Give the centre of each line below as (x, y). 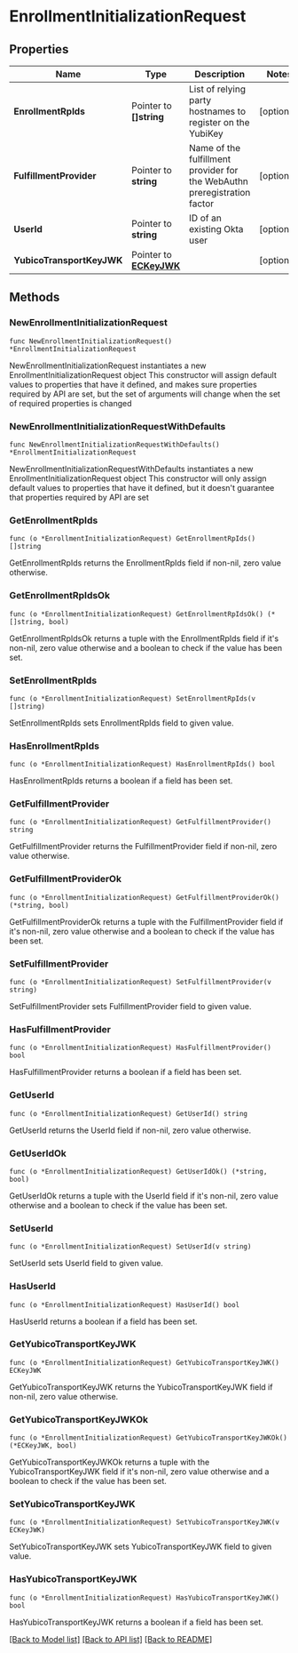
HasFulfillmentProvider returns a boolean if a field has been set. (125, 1072)
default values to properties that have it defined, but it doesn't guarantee (142, 487)
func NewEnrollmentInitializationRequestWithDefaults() (114, 445)
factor (202, 204)
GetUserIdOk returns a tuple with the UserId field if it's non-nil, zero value (144, 1196)
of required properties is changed (71, 403)
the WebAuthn (219, 181)
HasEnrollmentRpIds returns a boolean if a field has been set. (121, 781)
